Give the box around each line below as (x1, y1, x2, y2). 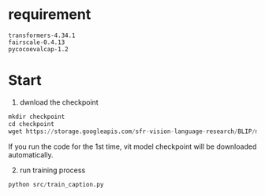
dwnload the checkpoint (19, 97, 99, 107)
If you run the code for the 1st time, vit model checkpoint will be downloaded (8, 142, 257, 151)
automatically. (8, 150, 54, 159)
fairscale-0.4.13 (8, 38, 65, 46)
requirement (8, 6, 91, 24)
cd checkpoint (8, 120, 55, 128)
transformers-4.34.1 (8, 31, 77, 39)
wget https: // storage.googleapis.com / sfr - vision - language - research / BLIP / (8, 128, 256, 135)
